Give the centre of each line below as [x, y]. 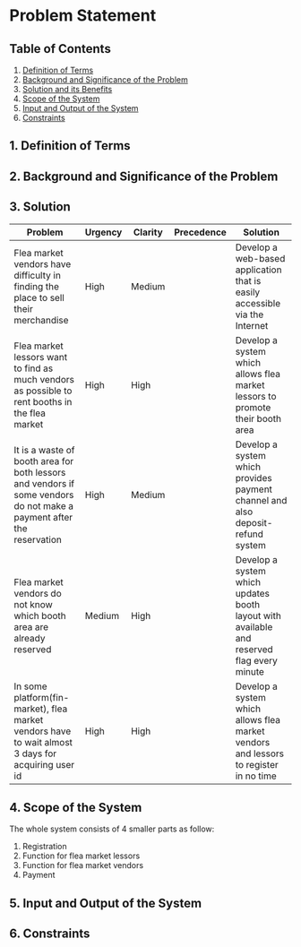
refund [249, 534]
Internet [252, 325]
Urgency [103, 232]
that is [248, 280]
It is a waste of [44, 450]
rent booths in [43, 401]
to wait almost [43, 742]
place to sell [39, 297]
